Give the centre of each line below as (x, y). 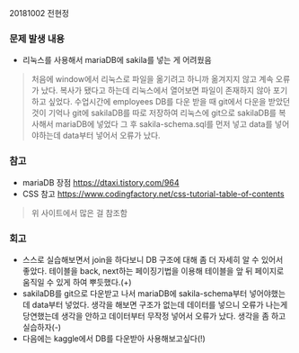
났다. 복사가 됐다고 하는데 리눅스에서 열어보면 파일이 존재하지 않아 (156, 91)
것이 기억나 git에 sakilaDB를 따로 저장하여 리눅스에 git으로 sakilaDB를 (154, 113)
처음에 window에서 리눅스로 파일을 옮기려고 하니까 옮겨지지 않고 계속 (152, 79)
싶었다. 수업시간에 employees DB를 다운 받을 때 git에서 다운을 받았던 (169, 102)
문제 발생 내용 (37, 39)
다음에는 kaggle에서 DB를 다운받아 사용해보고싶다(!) (114, 338)
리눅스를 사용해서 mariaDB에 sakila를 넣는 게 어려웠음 (117, 60)
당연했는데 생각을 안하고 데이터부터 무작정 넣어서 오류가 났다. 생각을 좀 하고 (154, 316)
